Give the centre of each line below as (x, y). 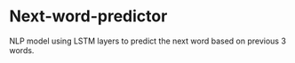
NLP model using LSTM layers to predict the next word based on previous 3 (148, 41)
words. (22, 50)
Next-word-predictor (88, 16)
